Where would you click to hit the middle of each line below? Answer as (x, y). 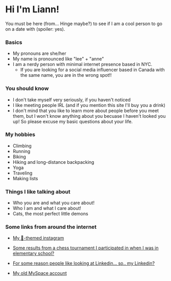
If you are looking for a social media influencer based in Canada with (92, 70)
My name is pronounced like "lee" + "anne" (58, 59)
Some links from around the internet (51, 227)
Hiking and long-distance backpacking (53, 162)
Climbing (22, 146)
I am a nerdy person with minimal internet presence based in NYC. (82, 64)
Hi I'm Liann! (32, 9)
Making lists (25, 178)
